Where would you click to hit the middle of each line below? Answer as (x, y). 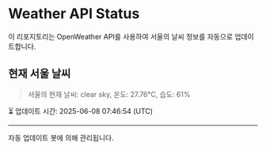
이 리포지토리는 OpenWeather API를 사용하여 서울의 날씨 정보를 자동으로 (121, 36)
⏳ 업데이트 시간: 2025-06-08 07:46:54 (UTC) (80, 111)
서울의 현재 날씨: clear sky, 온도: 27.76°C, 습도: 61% (109, 94)
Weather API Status (74, 14)
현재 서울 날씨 (40, 74)
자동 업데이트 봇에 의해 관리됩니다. (61, 137)
